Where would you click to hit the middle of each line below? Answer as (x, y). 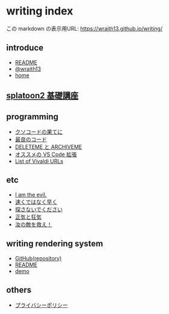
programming (32, 117)
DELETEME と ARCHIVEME (48, 146)
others (19, 290)
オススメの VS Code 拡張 (46, 154)
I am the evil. (31, 195)
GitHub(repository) (38, 258)
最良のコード (31, 139)
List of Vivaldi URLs (39, 161)
